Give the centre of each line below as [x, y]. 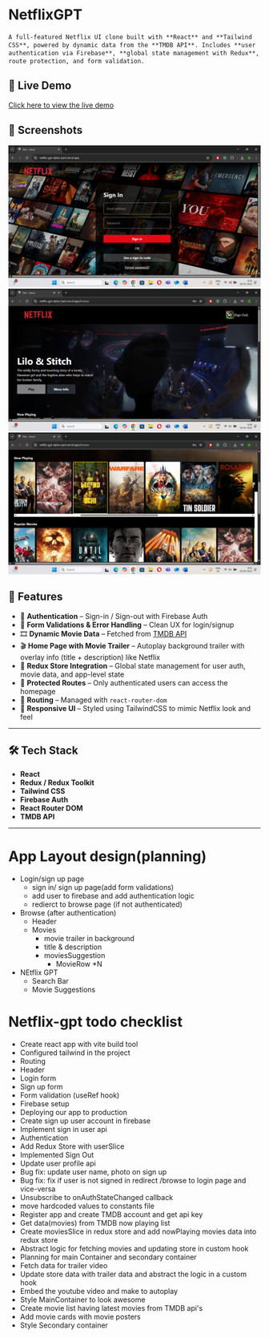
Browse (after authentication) [68, 912]
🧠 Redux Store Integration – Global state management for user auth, [132, 665]
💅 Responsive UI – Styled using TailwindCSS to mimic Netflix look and [135, 708]
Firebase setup [44, 1103]
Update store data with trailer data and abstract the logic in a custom [133, 1274]
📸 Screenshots [46, 130]
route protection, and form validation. [77, 61]
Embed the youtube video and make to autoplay [99, 1291]
